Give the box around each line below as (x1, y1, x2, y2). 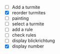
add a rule (11, 27, 33, 33)
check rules (11, 32, 36, 38)
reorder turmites (11, 10, 46, 16)
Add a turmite (11, 4, 40, 10)
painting (11, 15, 29, 21)
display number (11, 43, 44, 49)
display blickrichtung (11, 38, 55, 44)
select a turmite (11, 21, 44, 27)
